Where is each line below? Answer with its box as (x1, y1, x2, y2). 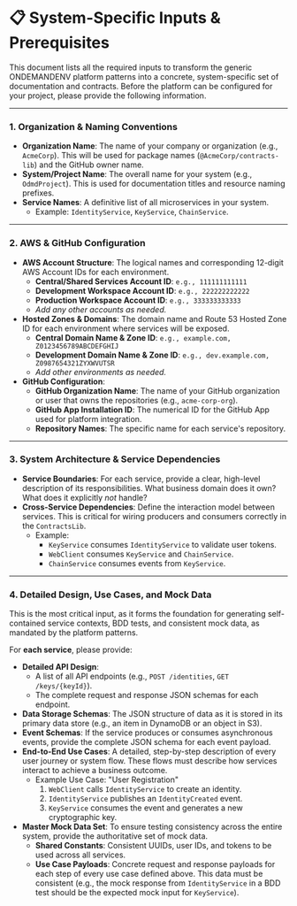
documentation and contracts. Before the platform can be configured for (9, 81, 273, 91)
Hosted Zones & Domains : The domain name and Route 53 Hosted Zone (21, 313, 287, 324)
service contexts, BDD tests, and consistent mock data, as (47, 618, 260, 629)
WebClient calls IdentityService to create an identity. (48, 784, 242, 795)
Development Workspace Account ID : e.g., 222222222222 (34, 285, 250, 296)
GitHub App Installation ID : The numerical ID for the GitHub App (34, 404, 270, 415)
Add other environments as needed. (34, 366, 166, 377)
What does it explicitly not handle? (21, 492, 148, 503)
